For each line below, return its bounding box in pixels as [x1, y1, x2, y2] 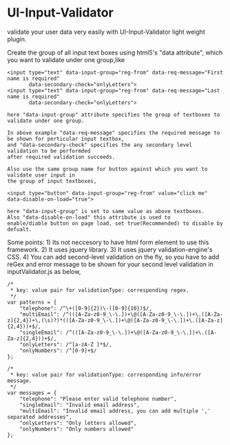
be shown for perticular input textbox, [7, 135, 125, 142]
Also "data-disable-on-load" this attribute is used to [7, 214, 171, 221]
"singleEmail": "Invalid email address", [19, 402, 140, 408]
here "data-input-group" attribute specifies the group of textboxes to [7, 111, 220, 118]
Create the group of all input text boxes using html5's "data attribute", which [7, 48, 223, 57]
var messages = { [7, 389, 57, 396]
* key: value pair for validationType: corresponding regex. [10, 286, 189, 294]
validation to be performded [7, 147, 91, 155]
